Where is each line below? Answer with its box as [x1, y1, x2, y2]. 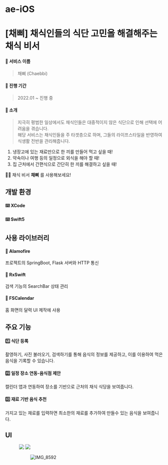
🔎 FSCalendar [5, 295, 34, 301]
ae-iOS [5, 4, 35, 15]
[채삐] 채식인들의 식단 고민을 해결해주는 [5, 28, 158, 40]
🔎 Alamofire [5, 248, 31, 254]
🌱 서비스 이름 [5, 58, 31, 64]
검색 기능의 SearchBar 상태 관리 [5, 283, 69, 289]
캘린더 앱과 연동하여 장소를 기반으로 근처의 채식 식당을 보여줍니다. [5, 384, 134, 390]
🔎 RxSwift [5, 271, 26, 277]
